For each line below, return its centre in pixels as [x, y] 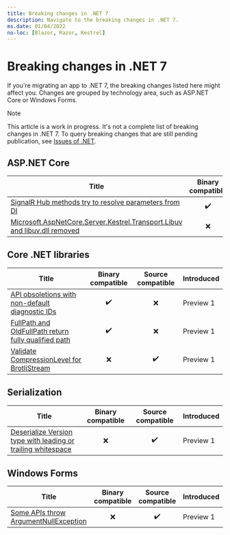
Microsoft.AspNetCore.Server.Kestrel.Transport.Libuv [97, 222]
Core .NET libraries [49, 255]
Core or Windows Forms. [42, 100]
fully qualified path [40, 340]
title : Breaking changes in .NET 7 [58, 13]
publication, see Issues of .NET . [52, 141]
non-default [30, 302]
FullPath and [30, 322]
